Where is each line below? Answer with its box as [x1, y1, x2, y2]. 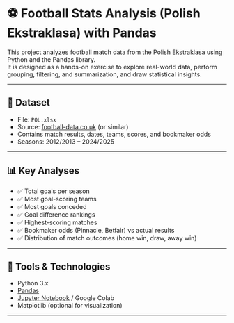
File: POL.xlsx [17, 115, 57, 124]
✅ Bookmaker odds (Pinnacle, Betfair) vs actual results [17, 226, 175, 234]
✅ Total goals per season [17, 187, 90, 195]
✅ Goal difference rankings [17, 210, 95, 219]
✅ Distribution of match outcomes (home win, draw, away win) [17, 233, 197, 242]
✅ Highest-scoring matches [17, 218, 97, 226]
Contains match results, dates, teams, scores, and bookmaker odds [17, 130, 211, 138]
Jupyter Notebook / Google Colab [17, 294, 115, 302]
